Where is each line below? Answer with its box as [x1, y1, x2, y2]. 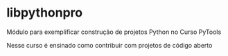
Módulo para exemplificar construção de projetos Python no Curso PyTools [6, 28, 222, 36]
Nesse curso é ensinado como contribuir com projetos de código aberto [6, 41, 213, 49]
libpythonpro [6, 5, 83, 21]
